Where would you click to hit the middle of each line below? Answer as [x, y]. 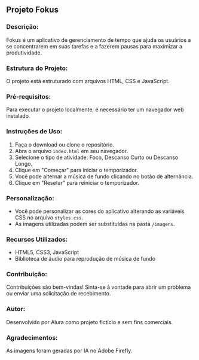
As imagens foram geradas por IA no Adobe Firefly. [69, 351]
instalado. [18, 116]
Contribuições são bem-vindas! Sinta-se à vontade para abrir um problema [99, 287]
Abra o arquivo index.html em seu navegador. [71, 151]
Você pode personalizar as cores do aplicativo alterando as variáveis [99, 211]
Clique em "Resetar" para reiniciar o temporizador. [77, 182]
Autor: [16, 309]
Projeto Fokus [32, 10]
